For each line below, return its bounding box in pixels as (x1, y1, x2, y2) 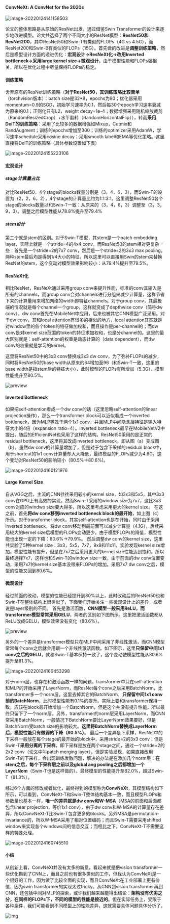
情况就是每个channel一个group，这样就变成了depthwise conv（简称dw (14, 304, 163, 311)
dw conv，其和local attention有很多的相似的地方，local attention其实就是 (9, 317, 162, 323)
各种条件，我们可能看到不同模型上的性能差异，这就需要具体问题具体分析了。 (5, 903, 165, 909)
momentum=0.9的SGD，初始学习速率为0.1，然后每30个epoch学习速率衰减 (5, 102, 161, 108)
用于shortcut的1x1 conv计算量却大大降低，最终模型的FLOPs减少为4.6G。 (5, 451, 157, 457)
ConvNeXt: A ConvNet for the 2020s (5, 4, 84, 10)
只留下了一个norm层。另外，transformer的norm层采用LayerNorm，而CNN (9, 710, 165, 716)
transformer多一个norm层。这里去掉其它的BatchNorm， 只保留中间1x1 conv (5, 691, 163, 697)
